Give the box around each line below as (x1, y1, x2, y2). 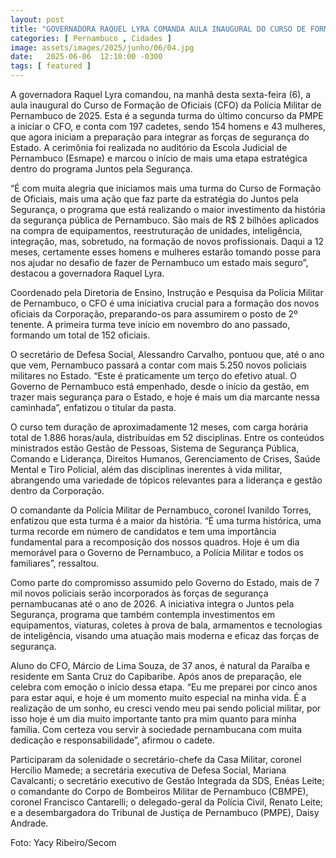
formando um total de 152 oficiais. (10, 329, 151, 341)
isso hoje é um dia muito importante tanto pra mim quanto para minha (10, 713, 297, 725)
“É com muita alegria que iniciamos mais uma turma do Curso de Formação (10, 182, 322, 194)
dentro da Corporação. (10, 485, 105, 496)
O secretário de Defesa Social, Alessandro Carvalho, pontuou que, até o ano (10, 349, 325, 360)
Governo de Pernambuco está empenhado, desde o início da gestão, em (10, 381, 310, 392)
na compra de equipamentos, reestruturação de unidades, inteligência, (10, 225, 303, 236)
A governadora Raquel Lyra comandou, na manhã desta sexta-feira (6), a (10, 89, 312, 100)
